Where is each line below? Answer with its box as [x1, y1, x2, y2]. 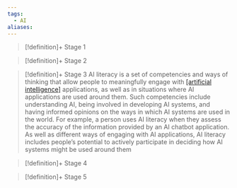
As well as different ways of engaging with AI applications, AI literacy [24, 130, 226, 139]
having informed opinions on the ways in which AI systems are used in [24, 107, 231, 117]
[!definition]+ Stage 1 [24, 43, 86, 52]
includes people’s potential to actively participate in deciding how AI [24, 138, 223, 146]
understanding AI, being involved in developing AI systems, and [24, 100, 211, 109]
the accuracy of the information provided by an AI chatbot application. [24, 123, 230, 131]
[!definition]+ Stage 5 [24, 172, 87, 181]
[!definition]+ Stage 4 [24, 159, 88, 168]
